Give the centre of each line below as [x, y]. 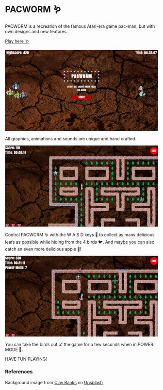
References [19, 372]
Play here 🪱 [17, 41]
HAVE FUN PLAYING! [26, 359]
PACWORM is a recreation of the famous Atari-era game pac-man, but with [80, 26]
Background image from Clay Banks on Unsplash [54, 382]
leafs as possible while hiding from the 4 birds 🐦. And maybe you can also [80, 242]
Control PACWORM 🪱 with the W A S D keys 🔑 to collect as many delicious [80, 234]
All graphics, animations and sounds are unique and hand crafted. [71, 138]
